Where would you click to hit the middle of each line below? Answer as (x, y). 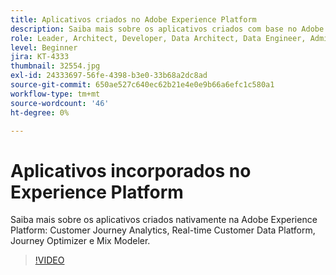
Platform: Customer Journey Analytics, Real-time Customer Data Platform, (163, 230)
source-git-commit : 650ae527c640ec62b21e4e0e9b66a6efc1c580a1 (142, 85)
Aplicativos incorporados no (131, 170)
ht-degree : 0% (40, 112)
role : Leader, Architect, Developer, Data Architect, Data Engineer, (158, 38)
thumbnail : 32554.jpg (55, 66)
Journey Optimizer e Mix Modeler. (80, 241)
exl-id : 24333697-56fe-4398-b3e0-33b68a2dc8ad (109, 76)
